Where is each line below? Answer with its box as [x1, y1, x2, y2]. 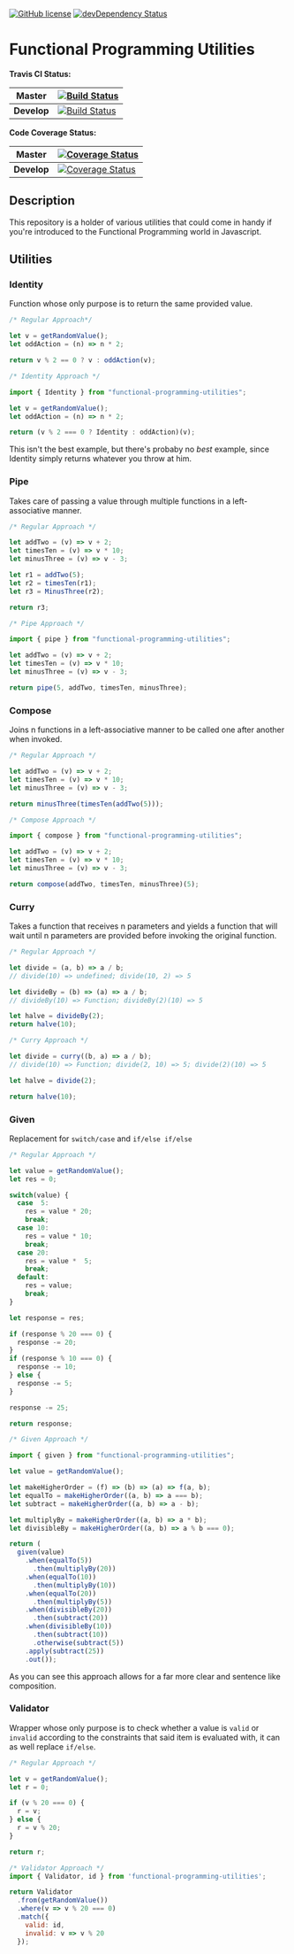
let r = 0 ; [9, 1782, 49, 1792]
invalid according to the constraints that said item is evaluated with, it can [9, 1732, 281, 1742]
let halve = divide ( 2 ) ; [9, 1076, 97, 1085]
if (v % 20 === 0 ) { [9, 1798, 86, 1808]
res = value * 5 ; [25, 1256, 93, 1265]
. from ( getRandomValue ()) [17, 1896, 109, 1905]
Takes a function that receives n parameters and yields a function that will [9, 921, 278, 931]
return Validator [9, 1888, 73, 1896]
